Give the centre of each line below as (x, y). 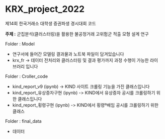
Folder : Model (20, 44)
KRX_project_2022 (45, 9)
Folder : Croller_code (27, 76)
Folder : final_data (23, 121)
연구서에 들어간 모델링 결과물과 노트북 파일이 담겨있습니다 (68, 54)
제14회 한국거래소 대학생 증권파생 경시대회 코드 (51, 23)
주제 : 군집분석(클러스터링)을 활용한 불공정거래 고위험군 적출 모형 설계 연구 (77, 34)
